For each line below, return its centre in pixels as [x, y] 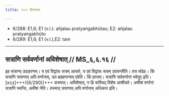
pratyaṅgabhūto [29, 33]
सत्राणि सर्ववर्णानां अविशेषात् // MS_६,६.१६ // [61, 60]
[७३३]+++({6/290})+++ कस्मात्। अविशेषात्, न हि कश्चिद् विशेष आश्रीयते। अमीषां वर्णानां [79, 82]
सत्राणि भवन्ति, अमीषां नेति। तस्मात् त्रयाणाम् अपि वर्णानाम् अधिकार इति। [62, 88]
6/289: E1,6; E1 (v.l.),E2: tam [41, 39]
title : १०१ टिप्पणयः [23, 10]
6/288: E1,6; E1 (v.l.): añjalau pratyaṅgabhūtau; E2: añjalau [72, 28]
